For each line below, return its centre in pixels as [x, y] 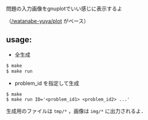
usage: [19, 40]
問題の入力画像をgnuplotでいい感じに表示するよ [64, 8]
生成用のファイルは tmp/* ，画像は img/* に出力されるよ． [76, 111]
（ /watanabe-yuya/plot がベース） [48, 21]
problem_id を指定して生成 [47, 83]
